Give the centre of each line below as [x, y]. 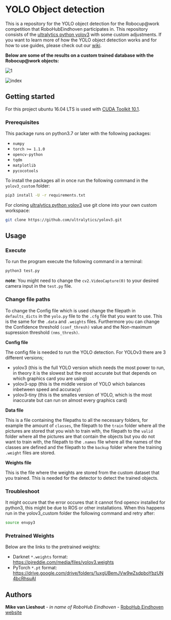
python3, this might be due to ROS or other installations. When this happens [85, 507]
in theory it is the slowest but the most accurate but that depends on [84, 373]
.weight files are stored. [30, 453]
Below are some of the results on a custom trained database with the [80, 55]
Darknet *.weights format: [40, 557]
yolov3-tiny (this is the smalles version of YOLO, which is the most [82, 395]
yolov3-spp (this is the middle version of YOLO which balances [79, 384]
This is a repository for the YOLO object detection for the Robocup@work [82, 24]
